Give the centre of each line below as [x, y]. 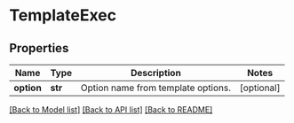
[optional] [260, 88]
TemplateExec [63, 15]
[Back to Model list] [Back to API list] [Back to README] [111, 110]
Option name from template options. [156, 88]
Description [156, 73]
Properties [39, 48]
